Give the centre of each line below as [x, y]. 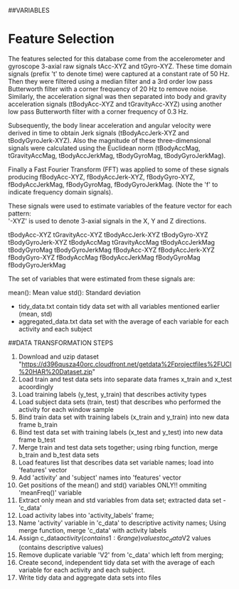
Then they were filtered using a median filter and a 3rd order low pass [110, 81]
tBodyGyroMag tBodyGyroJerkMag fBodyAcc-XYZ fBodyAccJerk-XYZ [112, 250]
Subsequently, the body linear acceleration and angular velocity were [110, 125]
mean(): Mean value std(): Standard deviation [74, 292]
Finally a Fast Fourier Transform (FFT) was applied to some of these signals [119, 169]
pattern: [20, 213]
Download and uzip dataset [58, 356]
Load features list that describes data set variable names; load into [116, 462]
